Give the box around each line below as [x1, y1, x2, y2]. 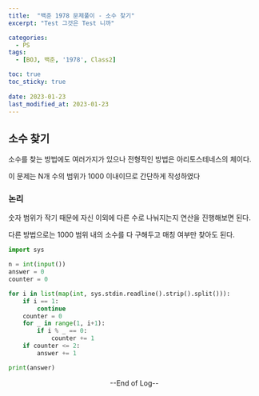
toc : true [8, 70, 42, 78]
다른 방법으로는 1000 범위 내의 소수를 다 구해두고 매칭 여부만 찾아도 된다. [8, 230, 236, 240]
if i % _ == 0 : [37, 327, 88, 335]
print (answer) [8, 363, 56, 372]
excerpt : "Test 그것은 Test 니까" [8, 19, 115, 27]
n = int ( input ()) [8, 261, 66, 269]
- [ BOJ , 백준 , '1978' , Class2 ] [15, 56, 117, 64]
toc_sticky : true [8, 78, 66, 86]
